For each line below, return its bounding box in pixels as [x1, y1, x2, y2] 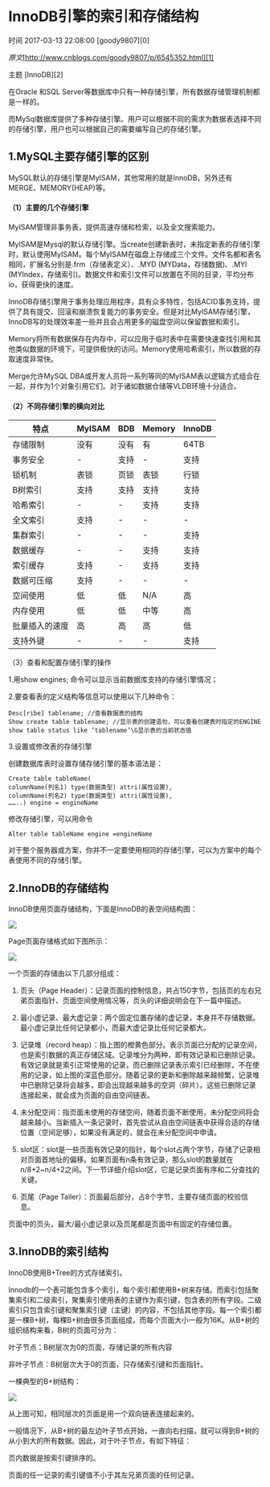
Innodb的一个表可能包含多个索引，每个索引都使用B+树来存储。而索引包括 [8, 1285, 252, 1295]
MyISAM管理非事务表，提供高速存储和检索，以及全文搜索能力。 [8, 222, 219, 232]
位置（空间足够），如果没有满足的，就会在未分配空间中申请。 [19, 1127, 221, 1137]
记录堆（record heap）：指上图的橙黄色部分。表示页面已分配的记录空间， [19, 1039, 261, 1049]
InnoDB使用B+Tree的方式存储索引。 [8, 1267, 127, 1277]
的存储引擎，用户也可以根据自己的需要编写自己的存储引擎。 [8, 124, 206, 134]
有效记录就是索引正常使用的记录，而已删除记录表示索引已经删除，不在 [19, 1059, 253, 1069]
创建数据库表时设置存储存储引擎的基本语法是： [8, 758, 163, 769]
